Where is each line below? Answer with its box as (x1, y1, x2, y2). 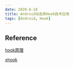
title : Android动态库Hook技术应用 (5, 12, 70, 16)
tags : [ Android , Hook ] (5, 16, 51, 21)
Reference (5, 34, 37, 42)
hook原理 (5, 47, 24, 53)
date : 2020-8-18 (5, 7, 38, 12)
